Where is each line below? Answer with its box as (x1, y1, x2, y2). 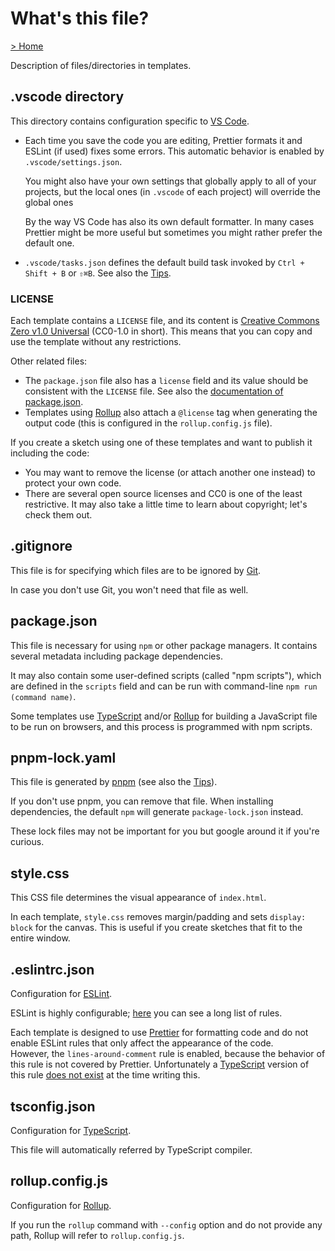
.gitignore (10, 538, 73, 555)
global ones (24, 196, 74, 208)
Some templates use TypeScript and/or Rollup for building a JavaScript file (10, 710, 318, 722)
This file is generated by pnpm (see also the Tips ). (10, 776, 218, 788)
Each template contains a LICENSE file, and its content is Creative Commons (10, 315, 320, 327)
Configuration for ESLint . (10, 988, 113, 1000)
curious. (10, 836, 45, 848)
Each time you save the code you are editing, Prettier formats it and (24, 134, 303, 146)
